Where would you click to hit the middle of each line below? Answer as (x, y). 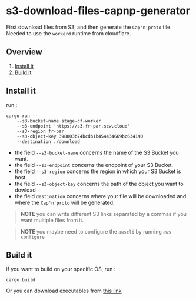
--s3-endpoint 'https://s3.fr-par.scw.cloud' (74, 126)
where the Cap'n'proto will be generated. (64, 202)
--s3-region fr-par (41, 131)
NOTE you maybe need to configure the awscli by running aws (96, 231)
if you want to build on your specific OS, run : (61, 269)
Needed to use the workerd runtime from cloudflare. (69, 33)
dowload (25, 190)
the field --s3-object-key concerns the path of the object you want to (99, 184)
